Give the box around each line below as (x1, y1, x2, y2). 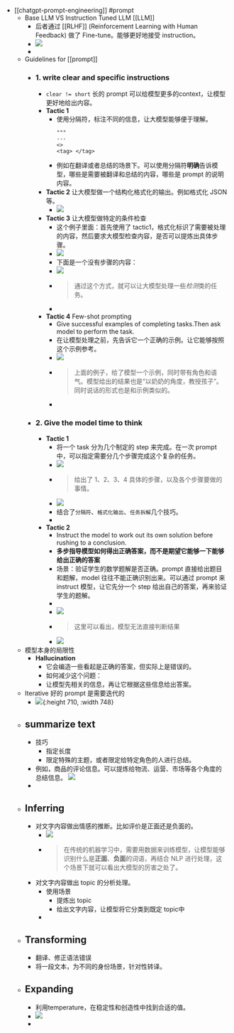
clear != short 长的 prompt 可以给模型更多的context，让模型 (45, 90, 226, 98)
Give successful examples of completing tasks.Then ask (56, 320, 221, 328)
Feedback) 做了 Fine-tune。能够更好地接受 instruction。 (35, 31, 200, 39)
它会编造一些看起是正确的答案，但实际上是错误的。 (45, 662, 196, 670)
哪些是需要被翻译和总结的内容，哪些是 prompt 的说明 (68, 170, 225, 178)
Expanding (24, 983, 74, 995)
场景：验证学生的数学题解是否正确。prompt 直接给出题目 (56, 564, 223, 573)
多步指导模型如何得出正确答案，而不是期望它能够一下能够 (56, 547, 225, 555)
